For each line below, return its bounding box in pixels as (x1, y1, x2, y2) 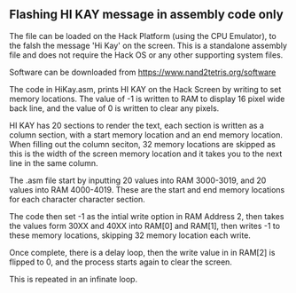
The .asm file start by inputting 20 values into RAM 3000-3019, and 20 (9, 175, 267, 186)
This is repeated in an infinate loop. (9, 273, 138, 284)
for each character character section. (9, 194, 146, 204)
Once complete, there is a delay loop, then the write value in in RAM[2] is (9, 247, 276, 257)
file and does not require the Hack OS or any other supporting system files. (9, 49, 284, 60)
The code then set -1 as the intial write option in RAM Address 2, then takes (9, 210, 284, 221)
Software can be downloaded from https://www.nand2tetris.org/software (9, 67, 277, 77)
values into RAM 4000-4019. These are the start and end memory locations (9, 184, 285, 194)
